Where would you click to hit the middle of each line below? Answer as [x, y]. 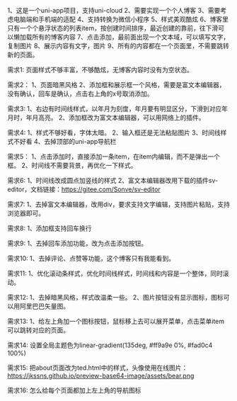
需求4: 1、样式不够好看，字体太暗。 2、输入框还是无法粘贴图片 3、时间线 [114, 132]
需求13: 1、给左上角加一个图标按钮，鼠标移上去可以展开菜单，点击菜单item [116, 321]
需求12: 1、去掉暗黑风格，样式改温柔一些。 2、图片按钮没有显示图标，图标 [116, 297]
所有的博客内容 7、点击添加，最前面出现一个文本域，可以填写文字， [131, 37]
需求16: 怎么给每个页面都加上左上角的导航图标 [74, 390]
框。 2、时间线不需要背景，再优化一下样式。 [72, 165]
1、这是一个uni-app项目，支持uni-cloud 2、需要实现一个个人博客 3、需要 [114, 10]
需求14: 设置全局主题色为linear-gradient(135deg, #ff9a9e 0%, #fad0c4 [110, 345]
